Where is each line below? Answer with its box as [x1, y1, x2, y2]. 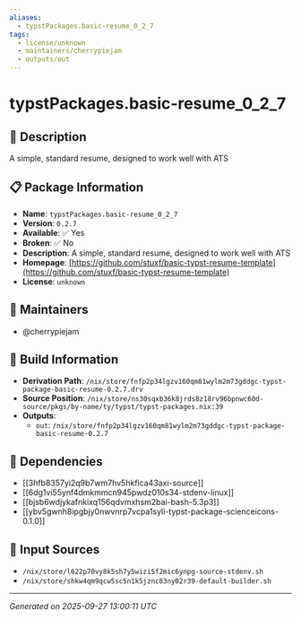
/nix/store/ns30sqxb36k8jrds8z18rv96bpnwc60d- [86, 395, 264, 404]
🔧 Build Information [9, 352, 119, 368]
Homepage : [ [21, 257, 73, 267]
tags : [9, 30, 30, 39]
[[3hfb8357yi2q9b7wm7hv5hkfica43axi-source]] [21, 477, 204, 489]
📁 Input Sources [9, 542, 100, 557]
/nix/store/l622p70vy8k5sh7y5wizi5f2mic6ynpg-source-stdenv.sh [21, 567, 264, 577]
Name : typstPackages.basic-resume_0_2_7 [21, 208, 178, 219]
